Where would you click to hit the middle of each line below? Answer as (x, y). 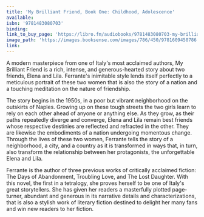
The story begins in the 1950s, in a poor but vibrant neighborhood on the (97, 100)
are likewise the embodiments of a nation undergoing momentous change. (99, 132)
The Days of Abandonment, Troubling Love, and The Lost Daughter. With (97, 176)
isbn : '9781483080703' (35, 23)
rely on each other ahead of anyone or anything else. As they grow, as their (100, 113)
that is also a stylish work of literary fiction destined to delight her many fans (102, 202)
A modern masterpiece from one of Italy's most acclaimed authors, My (95, 63)
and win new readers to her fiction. (50, 209)
